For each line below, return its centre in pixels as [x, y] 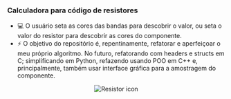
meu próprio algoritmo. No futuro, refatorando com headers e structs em [121, 53]
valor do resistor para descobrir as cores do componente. [99, 36]
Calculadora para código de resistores [73, 10]
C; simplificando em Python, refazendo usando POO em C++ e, [108, 61]
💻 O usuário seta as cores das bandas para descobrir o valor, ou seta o [120, 26]
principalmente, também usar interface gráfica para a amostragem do [117, 69]
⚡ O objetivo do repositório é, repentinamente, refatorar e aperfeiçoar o [119, 44]
